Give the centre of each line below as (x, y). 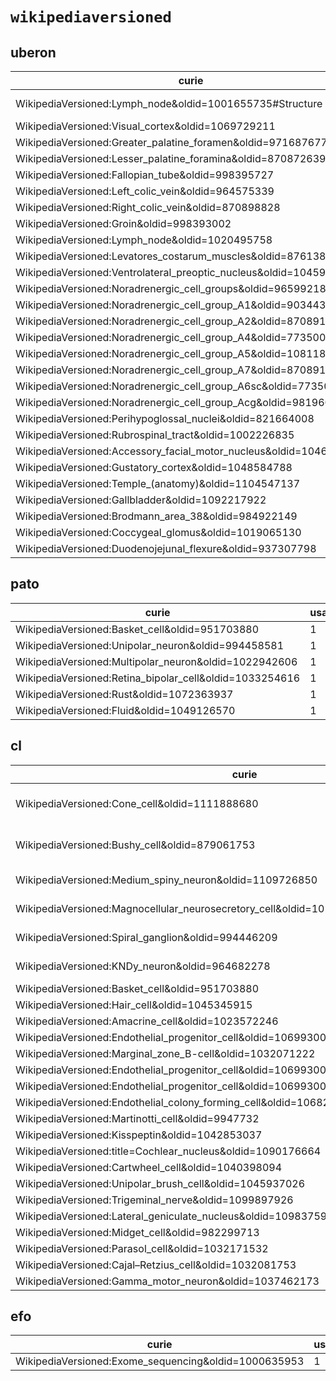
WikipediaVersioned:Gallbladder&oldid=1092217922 (141, 500)
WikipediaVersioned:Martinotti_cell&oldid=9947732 (137, 1118)
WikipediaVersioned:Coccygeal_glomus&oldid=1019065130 (158, 532)
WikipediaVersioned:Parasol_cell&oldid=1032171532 (142, 1248)
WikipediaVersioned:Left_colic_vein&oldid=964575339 (145, 191)
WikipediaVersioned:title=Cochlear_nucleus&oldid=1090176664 (168, 1151)
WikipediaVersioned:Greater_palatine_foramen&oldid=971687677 (171, 142)
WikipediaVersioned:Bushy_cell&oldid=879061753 (135, 845)
